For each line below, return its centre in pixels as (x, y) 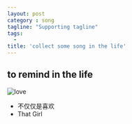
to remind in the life (50, 75)
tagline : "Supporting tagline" (53, 27)
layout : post (26, 14)
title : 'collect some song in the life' (67, 46)
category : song (31, 20)
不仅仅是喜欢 (36, 106)
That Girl (30, 113)
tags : (15, 33)
